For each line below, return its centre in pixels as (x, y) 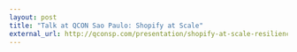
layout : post (33, 17)
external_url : (35, 33)
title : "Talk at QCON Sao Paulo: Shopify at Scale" (106, 26)
